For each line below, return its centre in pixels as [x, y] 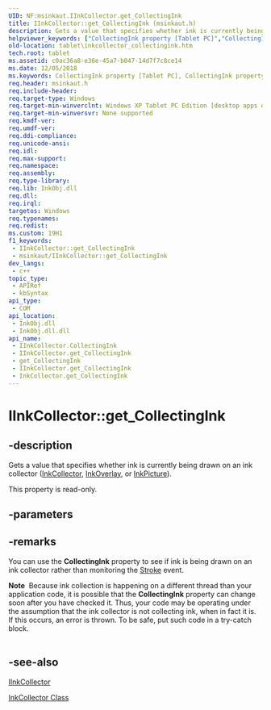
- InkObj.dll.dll [41, 331]
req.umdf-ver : [32, 128]
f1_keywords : [30, 241]
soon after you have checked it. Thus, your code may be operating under [130, 603]
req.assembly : [32, 173]
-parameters [41, 514]
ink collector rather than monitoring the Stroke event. [96, 570]
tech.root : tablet [39, 53]
